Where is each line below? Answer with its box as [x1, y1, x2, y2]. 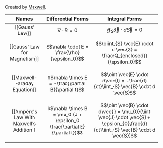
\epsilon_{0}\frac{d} [101, 120, 147, 127]
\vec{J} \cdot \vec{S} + [98, 114, 151, 121]
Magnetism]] [9, 55, 39, 62]
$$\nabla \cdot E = [46, 43, 89, 50]
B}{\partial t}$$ [50, 86, 85, 93]
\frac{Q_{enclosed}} [101, 52, 147, 59]
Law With [14, 114, 35, 121]
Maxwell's [13, 120, 36, 127]
